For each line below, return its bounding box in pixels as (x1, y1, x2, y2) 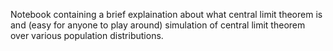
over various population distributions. (10, 30, 164, 41)
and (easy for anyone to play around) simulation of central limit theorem (10, 19, 306, 31)
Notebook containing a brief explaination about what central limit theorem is (10, 9, 323, 20)
